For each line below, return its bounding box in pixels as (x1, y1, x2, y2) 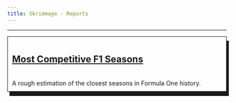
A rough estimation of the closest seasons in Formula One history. (12, 79, 201, 88)
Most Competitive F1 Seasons (12, 54, 144, 65)
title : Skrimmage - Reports (7, 10, 89, 17)
